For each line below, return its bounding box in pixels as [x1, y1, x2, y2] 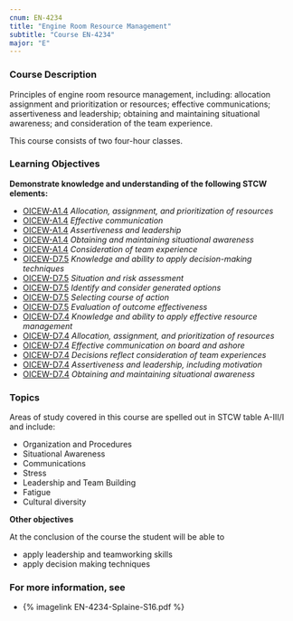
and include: [9, 421, 56, 432]
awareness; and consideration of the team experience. [9, 118, 213, 128]
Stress [22, 467, 47, 479]
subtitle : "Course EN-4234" [9, 30, 116, 39]
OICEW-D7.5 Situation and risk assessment [22, 272, 184, 283]
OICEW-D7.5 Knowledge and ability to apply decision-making [22, 253, 252, 264]
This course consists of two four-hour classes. [9, 135, 184, 146]
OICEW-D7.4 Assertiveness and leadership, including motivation [22, 359, 262, 370]
